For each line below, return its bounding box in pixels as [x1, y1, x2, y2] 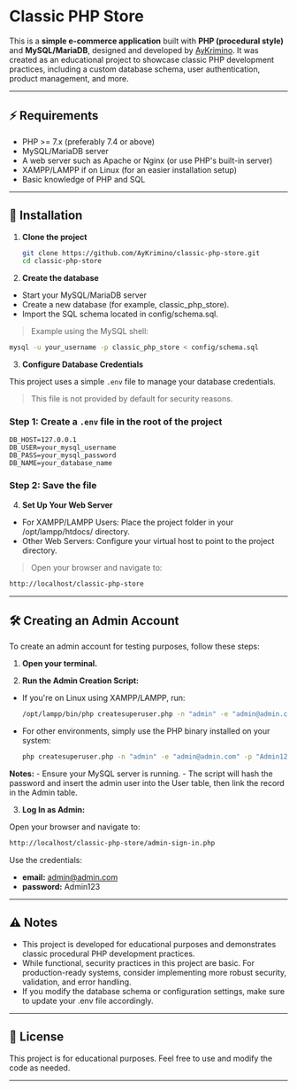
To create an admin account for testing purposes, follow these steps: [9, 641, 261, 652]
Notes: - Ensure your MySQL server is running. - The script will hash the [9, 768, 273, 779]
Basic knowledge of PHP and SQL [21, 174, 146, 184]
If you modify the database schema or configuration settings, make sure [21, 985, 286, 996]
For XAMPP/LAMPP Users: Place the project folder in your [21, 517, 234, 527]
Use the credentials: [9, 855, 82, 866]
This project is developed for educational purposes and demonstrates [21, 938, 277, 949]
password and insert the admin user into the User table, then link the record [9, 778, 285, 789]
